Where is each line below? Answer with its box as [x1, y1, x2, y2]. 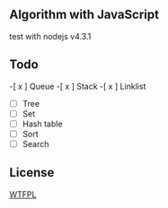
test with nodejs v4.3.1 [9, 30, 92, 41]
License [9, 165, 55, 180]
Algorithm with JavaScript [9, 7, 160, 22]
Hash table [22, 118, 63, 129]
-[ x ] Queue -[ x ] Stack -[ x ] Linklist [9, 81, 146, 91]
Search [22, 138, 49, 149]
